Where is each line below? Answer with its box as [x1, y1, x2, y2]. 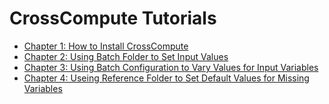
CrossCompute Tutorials [9, 7, 217, 30]
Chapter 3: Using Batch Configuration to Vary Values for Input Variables [23, 61, 319, 73]
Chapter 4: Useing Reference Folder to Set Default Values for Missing [23, 72, 310, 84]
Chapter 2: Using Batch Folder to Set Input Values [23, 50, 229, 62]
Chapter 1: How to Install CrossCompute [23, 40, 189, 52]
